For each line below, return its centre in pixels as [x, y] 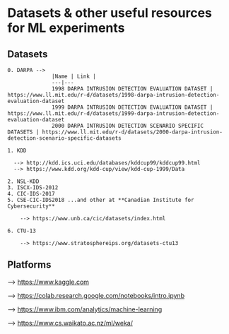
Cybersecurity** [31, 206]
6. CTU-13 [22, 231]
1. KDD [17, 150]
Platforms [29, 265]
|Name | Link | [74, 76]
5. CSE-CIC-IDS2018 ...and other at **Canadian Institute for [101, 200]
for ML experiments [66, 28]
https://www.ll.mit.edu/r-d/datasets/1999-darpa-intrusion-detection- [113, 114]
